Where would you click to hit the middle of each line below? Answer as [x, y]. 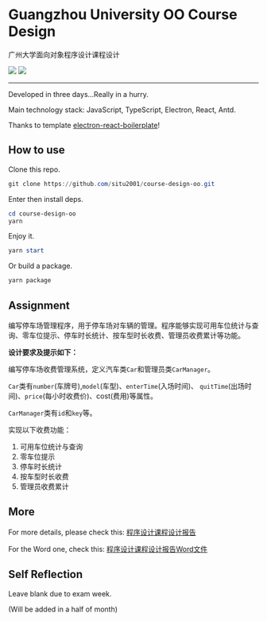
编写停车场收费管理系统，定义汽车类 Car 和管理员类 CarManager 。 [112, 369]
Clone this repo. [35, 169]
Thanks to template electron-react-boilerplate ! [84, 125]
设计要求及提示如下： [43, 352]
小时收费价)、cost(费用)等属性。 [104, 396]
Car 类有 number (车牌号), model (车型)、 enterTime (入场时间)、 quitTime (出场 [126, 386]
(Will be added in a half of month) [63, 609]
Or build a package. [41, 266]
